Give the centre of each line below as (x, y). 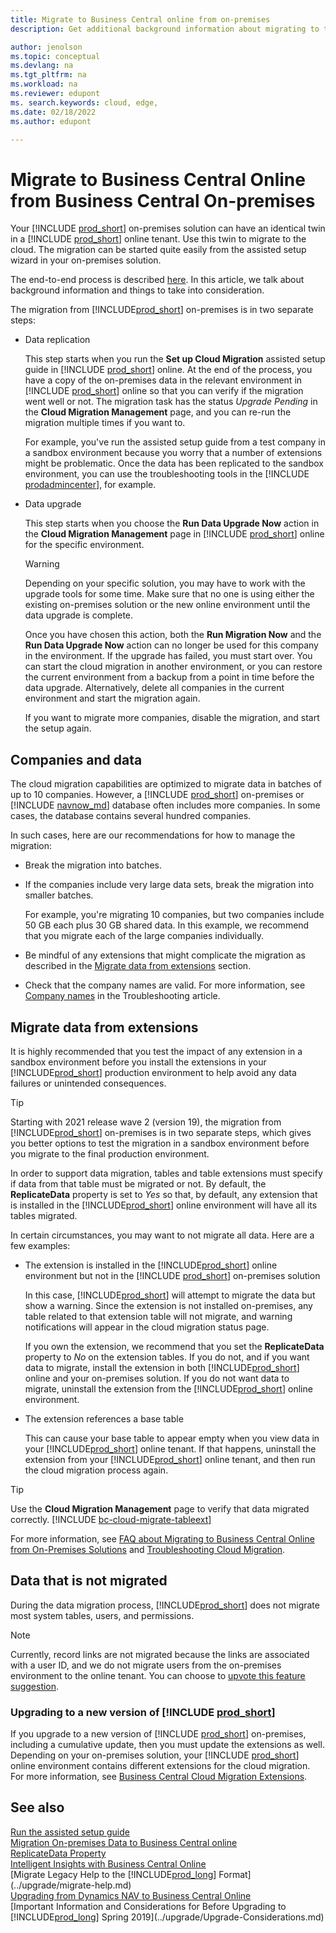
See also (37, 1807)
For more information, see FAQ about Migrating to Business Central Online (162, 1538)
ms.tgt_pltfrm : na (48, 75)
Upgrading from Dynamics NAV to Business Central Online (131, 1895)
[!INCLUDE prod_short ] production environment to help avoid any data (153, 1072)
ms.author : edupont (51, 121)
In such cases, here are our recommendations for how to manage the (153, 835)
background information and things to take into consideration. (137, 290)
